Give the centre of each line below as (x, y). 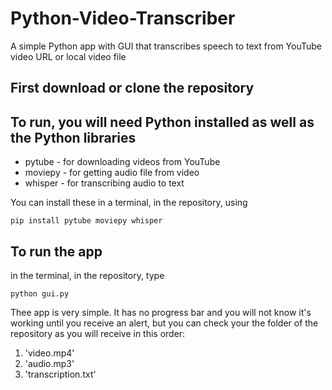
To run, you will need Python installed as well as (162, 122)
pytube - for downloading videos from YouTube (122, 162)
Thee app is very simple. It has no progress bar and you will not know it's (161, 312)
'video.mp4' (49, 353)
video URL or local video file (68, 56)
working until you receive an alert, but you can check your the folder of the (164, 323)
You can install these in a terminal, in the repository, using (129, 203)
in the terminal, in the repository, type (87, 275)
